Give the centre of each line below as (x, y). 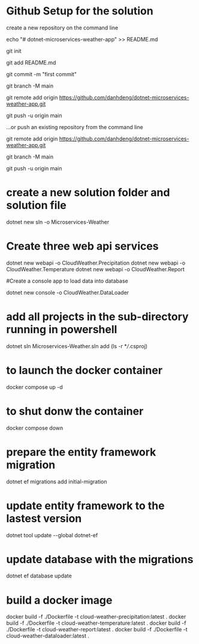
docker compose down (35, 428)
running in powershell (62, 330)
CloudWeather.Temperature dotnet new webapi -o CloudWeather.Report (95, 269)
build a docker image (59, 600)
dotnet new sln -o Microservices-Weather (58, 222)
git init (14, 51)
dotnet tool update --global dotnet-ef (52, 535)
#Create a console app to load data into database (67, 281)
